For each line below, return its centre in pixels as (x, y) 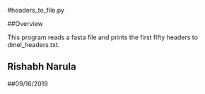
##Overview (25, 23)
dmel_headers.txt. (34, 45)
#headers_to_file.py (36, 10)
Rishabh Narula (42, 67)
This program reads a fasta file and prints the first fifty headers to (102, 37)
